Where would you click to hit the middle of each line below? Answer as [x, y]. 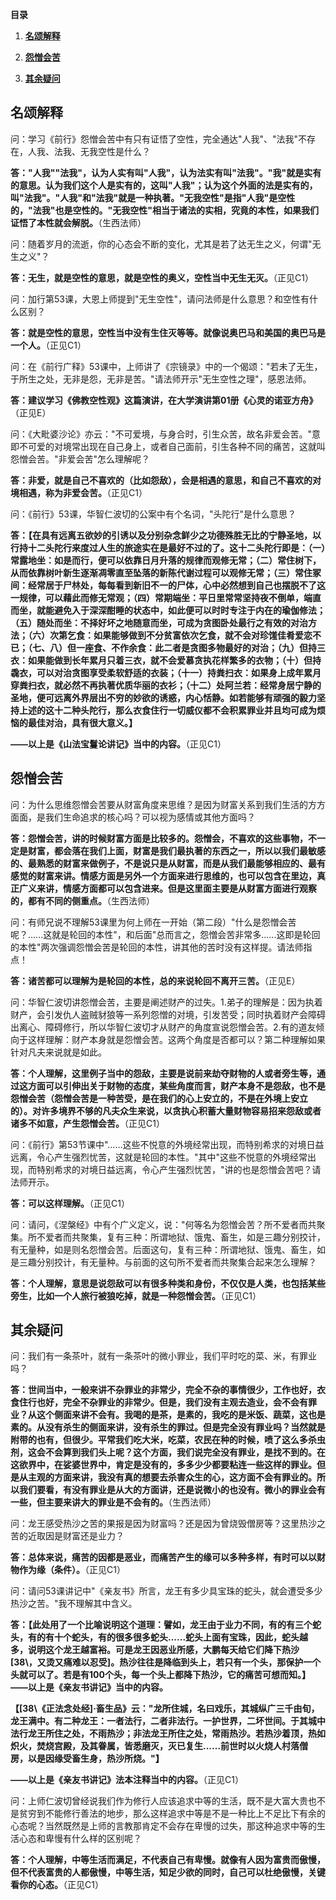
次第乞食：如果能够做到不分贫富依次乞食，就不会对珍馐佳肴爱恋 [181, 635]
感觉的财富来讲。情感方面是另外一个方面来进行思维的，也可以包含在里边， [163, 875]
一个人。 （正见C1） [48, 345]
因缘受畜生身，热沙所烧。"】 [104, 1759]
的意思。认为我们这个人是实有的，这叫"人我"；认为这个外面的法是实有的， [164, 185]
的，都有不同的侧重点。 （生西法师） [82, 900]
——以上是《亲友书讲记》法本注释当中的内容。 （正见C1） [127, 1780]
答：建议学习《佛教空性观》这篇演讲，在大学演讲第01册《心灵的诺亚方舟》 [164, 400]
